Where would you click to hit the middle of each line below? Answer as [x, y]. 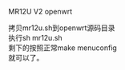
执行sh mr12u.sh [35, 38]
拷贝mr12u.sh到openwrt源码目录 [62, 28]
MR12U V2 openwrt [40, 12]
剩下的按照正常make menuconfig [63, 48]
